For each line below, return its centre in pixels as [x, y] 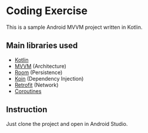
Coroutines [28, 91]
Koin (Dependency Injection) [49, 78]
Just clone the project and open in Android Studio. [67, 124]
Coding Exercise [47, 11]
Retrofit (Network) [36, 85]
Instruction [27, 110]
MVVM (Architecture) [40, 66]
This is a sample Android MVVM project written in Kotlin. [74, 27]
